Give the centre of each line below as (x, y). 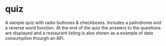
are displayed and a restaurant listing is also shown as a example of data (79, 33)
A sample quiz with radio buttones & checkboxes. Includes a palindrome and (83, 23)
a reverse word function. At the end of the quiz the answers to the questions (83, 27)
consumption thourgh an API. (35, 38)
